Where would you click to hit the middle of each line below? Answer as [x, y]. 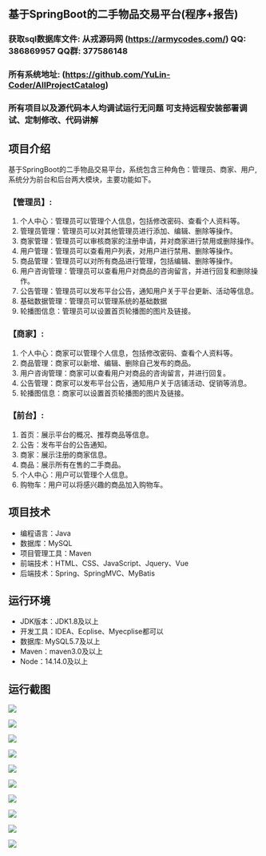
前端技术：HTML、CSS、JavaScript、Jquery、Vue [104, 563]
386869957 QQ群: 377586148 [68, 51]
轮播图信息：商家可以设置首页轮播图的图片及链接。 [104, 393]
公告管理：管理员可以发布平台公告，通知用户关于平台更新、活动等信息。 [139, 291]
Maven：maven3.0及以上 [61, 652]
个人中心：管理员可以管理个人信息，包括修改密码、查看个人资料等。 [132, 221]
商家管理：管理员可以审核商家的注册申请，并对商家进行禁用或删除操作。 [139, 241]
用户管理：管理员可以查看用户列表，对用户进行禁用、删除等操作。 [128, 251]
